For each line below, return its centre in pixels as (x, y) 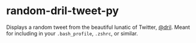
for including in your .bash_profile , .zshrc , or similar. (72, 33)
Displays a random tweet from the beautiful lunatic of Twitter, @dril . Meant (98, 27)
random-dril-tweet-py (63, 11)
